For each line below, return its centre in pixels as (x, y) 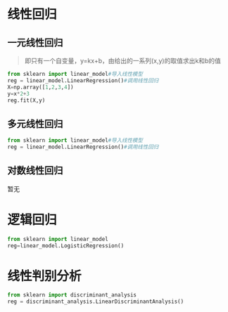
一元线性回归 (35, 43)
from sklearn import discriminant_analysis (72, 295)
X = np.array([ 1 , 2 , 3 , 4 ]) (40, 87)
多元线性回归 (35, 124)
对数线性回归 (35, 170)
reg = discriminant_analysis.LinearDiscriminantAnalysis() (96, 302)
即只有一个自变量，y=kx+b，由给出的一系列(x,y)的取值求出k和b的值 (123, 61)
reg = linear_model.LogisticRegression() (66, 246)
